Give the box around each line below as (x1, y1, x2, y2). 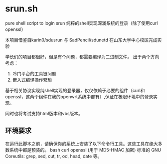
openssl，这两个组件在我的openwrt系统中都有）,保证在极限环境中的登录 (5, 93, 154, 100)
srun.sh (5, 3, 38, 14)
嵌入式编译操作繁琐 (12, 77, 52, 83)
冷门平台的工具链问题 (12, 70, 56, 76)
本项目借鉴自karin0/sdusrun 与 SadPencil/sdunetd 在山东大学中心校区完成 (5, 37, 158, 43)
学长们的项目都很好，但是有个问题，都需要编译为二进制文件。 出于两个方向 (5, 53, 160, 60)
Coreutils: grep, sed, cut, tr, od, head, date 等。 (5, 153, 102, 159)
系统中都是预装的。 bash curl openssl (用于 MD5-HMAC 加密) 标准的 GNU (9, 147, 162, 153)
